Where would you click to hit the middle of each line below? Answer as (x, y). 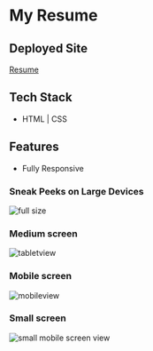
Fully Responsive (53, 168)
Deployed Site (49, 48)
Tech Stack (41, 97)
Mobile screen (41, 276)
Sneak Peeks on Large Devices (76, 191)
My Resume (54, 16)
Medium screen (43, 234)
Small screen (38, 318)
